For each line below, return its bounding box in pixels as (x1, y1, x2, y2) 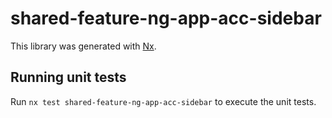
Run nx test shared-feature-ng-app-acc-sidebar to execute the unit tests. (10, 95, 317, 107)
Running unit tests (10, 69, 127, 86)
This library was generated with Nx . (10, 40, 157, 52)
